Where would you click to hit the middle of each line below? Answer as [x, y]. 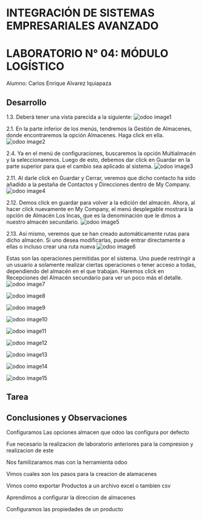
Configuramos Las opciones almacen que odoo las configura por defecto [98, 432]
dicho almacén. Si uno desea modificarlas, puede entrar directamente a [96, 240]
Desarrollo [26, 102]
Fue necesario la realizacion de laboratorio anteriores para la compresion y [100, 444]
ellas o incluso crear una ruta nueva [51, 246]
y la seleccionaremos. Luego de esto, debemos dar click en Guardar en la [98, 159]
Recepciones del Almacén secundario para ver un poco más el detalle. [95, 277]
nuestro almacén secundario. [43, 222]
